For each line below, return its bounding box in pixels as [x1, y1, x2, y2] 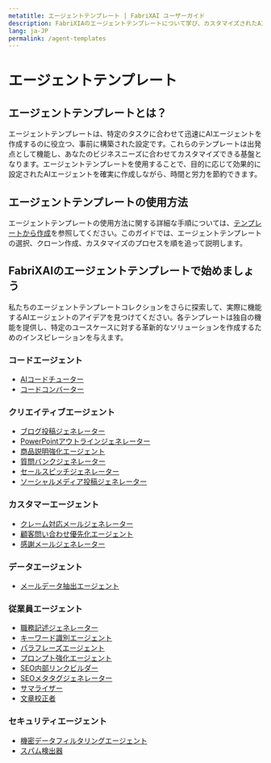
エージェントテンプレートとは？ [8, 106, 167, 119]
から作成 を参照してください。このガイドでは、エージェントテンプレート [22, 228, 262, 238]
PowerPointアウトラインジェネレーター [19, 436, 151, 446]
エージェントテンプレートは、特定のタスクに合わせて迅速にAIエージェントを [8, 129, 262, 139]
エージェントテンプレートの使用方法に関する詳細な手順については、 [8, 219, 234, 228]
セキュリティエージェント [8, 715, 107, 727]
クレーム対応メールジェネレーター [19, 519, 134, 528]
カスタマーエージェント [8, 499, 99, 511]
